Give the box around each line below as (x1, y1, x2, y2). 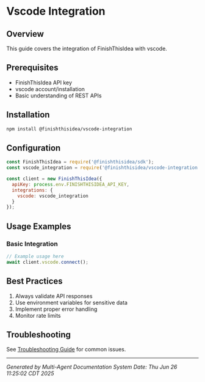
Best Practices (6, 276, 63, 286)
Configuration (6, 143, 61, 153)
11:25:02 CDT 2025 (6, 370, 54, 377)
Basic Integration (6, 239, 58, 248)
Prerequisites (6, 62, 59, 73)
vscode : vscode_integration (17, 193, 88, 199)
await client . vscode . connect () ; (6, 259, 88, 265)
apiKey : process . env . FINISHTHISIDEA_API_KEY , (12, 181, 130, 187)
